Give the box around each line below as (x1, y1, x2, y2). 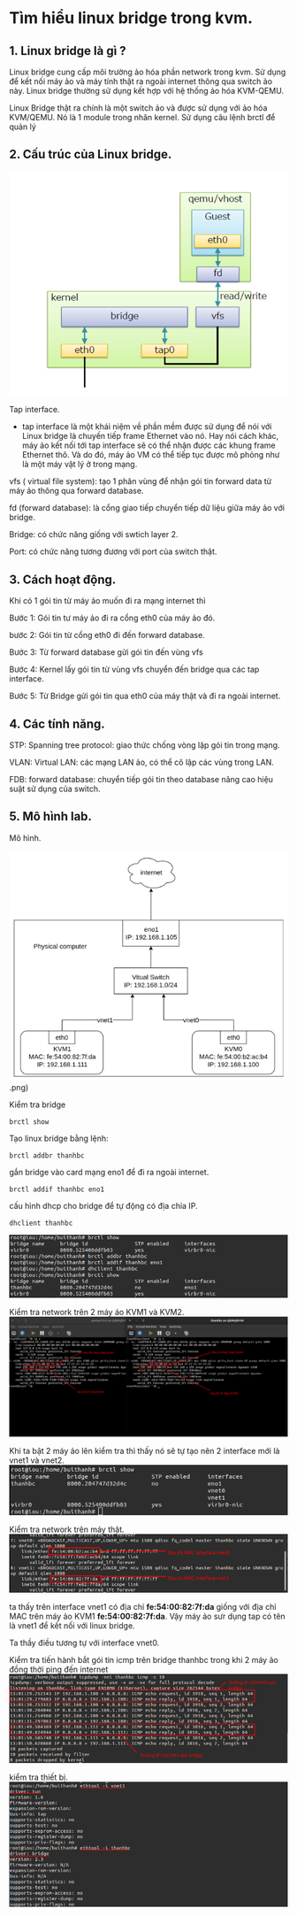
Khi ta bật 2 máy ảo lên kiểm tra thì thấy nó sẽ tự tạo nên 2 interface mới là (9, 1446, 280, 1457)
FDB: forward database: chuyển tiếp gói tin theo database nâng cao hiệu (9, 774, 274, 785)
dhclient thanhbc (9, 1219, 73, 1228)
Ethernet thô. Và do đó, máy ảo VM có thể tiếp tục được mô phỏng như (21, 450, 280, 460)
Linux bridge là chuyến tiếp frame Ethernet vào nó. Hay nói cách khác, (21, 431, 279, 442)
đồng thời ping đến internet (9, 1664, 109, 1674)
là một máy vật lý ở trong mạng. (21, 459, 138, 470)
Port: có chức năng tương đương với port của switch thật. (9, 546, 217, 557)
